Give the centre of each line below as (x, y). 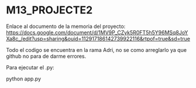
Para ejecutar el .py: (30, 67)
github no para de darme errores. (46, 56)
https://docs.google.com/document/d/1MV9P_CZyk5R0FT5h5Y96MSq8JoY (97, 32)
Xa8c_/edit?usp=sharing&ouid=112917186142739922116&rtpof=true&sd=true (98, 38)
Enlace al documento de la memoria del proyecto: (66, 26)
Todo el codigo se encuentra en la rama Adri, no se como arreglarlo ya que (97, 50)
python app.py (24, 79)
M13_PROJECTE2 (49, 10)
